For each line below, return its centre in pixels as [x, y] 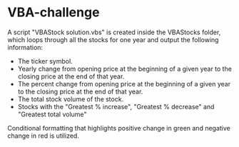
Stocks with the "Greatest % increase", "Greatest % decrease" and [116, 106]
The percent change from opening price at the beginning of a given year [124, 83]
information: [25, 47]
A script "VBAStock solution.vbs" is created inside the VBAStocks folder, [114, 32]
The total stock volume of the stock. [71, 99]
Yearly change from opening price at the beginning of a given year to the [124, 69]
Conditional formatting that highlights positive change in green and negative [119, 128]
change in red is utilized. [44, 136]
